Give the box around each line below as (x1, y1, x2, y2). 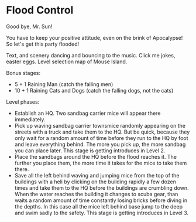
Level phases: (6, 98, 40, 105)
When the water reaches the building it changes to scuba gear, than (14, 190, 178, 197)
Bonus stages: (6, 69, 41, 76)
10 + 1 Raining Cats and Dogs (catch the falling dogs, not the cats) (14, 87, 174, 94)
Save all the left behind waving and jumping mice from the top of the (14, 172, 180, 179)
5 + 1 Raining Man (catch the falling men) (14, 80, 114, 88)
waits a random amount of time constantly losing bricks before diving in (14, 197, 188, 204)
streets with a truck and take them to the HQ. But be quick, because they (14, 128, 190, 135)
